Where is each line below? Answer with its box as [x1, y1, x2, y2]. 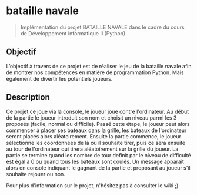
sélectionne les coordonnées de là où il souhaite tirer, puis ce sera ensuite [6, 139, 186, 146]
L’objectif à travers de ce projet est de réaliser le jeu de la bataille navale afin [6, 62, 192, 70]
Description [6, 92, 50, 103]
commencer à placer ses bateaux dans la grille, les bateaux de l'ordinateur [6, 127, 187, 134]
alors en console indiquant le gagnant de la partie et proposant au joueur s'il [6, 164, 191, 171]
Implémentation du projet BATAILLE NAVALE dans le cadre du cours [20, 24, 185, 31]
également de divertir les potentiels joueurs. [6, 75, 113, 82]
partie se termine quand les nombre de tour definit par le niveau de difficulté [6, 151, 191, 158]
